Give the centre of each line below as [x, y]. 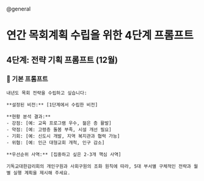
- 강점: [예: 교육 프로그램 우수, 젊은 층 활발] [59, 123]
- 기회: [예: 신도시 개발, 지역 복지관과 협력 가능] [63, 136]
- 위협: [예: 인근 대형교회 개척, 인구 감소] [56, 142]
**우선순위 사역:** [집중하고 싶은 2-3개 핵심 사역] [64, 154]
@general [19, 9]
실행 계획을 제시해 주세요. [42, 173]
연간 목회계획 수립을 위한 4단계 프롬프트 [100, 35]
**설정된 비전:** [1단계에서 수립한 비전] [52, 105]
